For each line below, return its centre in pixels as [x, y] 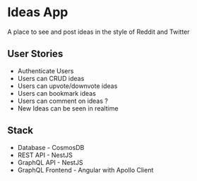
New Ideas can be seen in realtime [68, 108]
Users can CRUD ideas [51, 78]
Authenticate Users [46, 70]
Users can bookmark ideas [57, 93]
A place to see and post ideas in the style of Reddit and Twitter [98, 32]
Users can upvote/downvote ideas [67, 86]
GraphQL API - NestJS [50, 162]
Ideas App [38, 12]
